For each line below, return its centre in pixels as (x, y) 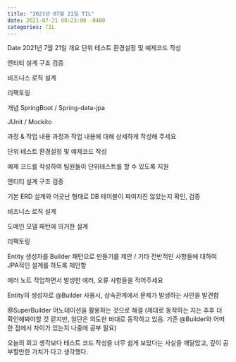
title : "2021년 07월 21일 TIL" (51, 14)
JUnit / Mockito (30, 122)
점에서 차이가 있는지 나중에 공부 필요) (66, 328)
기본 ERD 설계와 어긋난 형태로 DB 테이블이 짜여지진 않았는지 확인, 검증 (104, 197)
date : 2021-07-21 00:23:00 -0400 (56, 20)
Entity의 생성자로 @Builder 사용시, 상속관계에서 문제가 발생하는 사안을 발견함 (113, 295)
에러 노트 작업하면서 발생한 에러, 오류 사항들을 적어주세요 (85, 280)
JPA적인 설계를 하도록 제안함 (47, 265)
